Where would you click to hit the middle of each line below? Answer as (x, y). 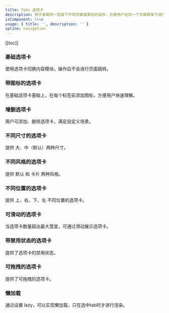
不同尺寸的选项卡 (26, 136)
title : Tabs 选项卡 (24, 10)
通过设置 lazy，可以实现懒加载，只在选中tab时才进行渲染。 (66, 305)
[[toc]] (12, 43)
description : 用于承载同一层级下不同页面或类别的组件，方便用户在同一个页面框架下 (82, 15)
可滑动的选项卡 (23, 214)
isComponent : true (24, 19)
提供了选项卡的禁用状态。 (32, 253)
